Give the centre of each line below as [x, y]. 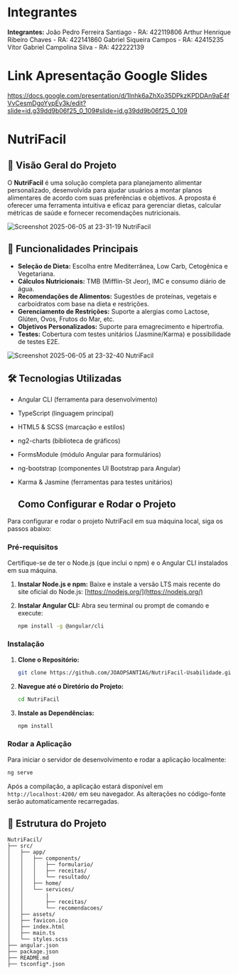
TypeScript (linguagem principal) [66, 413]
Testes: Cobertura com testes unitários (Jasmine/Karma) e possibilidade [124, 334]
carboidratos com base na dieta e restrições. [83, 303]
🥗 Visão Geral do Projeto [62, 165]
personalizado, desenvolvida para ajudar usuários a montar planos [105, 190]
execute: [31, 613]
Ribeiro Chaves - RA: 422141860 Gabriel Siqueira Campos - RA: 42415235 [115, 39]
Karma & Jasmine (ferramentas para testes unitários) [95, 482]
